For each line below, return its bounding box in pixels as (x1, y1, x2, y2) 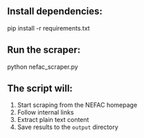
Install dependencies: (7, 6, 102, 17)
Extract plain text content (17, 116, 89, 124)
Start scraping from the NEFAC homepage (17, 101, 138, 110)
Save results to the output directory (17, 123, 119, 131)
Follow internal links (17, 108, 74, 117)
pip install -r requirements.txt (7, 24, 90, 32)
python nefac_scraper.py (7, 62, 78, 71)
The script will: (7, 83, 73, 94)
